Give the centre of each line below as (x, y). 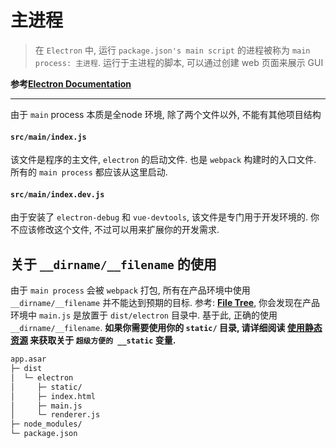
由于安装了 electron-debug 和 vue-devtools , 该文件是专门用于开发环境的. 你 (165, 217)
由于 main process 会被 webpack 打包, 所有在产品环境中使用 (130, 290)
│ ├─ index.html (53, 396)
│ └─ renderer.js (55, 415)
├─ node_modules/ (46, 424)
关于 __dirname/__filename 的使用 (113, 264)
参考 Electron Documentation (71, 83)
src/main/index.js (48, 137)
